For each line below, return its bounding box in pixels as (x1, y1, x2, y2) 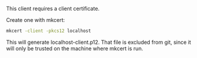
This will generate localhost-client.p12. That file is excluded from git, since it (6, 38, 191, 46)
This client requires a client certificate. (6, 5, 100, 12)
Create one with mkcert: (6, 17, 65, 23)
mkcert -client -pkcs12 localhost (6, 28, 92, 34)
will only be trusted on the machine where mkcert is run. (6, 44, 143, 52)
